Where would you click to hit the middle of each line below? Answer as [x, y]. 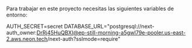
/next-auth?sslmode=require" [84, 39]
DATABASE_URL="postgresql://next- [109, 26]
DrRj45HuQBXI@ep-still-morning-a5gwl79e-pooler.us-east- [111, 33]
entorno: [17, 15]
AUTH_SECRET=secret [35, 26]
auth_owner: [22, 33]
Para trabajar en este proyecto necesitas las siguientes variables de [90, 9]
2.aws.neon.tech [27, 39]
